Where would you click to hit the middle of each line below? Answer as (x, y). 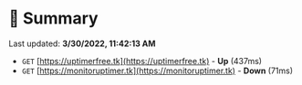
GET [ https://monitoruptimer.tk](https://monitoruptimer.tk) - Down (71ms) (157, 71)
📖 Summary (53, 19)
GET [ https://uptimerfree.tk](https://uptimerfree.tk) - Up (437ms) (141, 61)
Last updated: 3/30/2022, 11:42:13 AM (82, 43)
